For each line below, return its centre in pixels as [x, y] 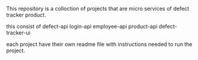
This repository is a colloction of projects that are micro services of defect [98, 9]
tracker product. [26, 15]
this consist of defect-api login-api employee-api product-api [82, 26]
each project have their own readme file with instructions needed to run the [99, 44]
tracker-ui [19, 33]
